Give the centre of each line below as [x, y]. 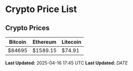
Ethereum [45, 42]
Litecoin [71, 42]
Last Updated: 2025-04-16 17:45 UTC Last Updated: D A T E [66, 63]
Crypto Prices [27, 28]
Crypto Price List [41, 9]
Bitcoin [18, 42]
